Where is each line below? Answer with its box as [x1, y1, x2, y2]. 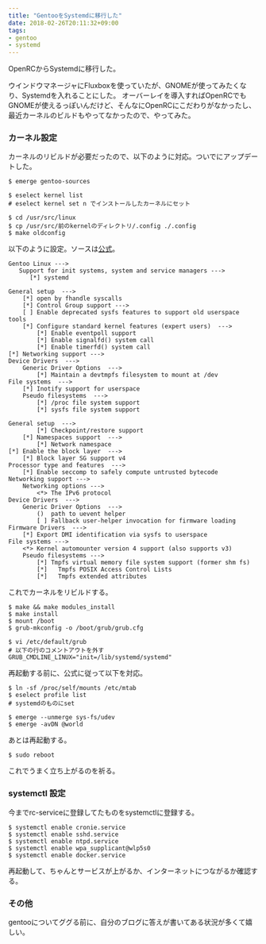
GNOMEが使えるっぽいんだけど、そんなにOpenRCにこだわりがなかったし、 [8, 101, 256, 110]
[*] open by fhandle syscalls [22, 295, 123, 302]
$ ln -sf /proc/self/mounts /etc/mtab [8, 684, 137, 692]
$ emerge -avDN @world [8, 720, 83, 729]
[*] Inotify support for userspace [22, 385, 141, 393]
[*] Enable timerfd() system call [37, 343, 151, 352]
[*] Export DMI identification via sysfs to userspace [22, 531, 208, 539]
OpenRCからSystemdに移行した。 [8, 64, 121, 74]
